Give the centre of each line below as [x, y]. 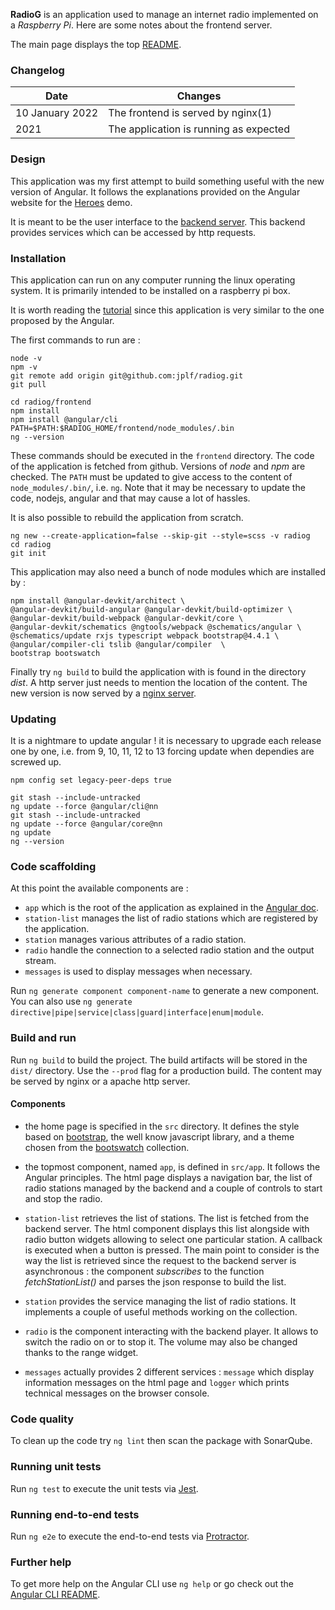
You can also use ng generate [71, 1001]
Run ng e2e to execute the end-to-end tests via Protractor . [130, 1536]
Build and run [43, 1038]
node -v [26, 358]
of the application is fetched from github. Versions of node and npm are [158, 466]
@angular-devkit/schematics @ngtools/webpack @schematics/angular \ [156, 627]
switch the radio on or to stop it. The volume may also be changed [161, 1341]
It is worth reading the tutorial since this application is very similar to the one [167, 310]
